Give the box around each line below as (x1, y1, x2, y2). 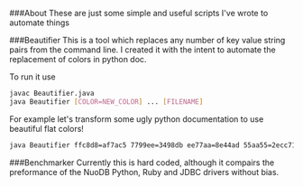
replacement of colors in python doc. (9, 54, 147, 64)
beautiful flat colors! (9, 123, 84, 134)
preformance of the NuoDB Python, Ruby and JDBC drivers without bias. (9, 166, 280, 177)
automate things (9, 17, 70, 28)
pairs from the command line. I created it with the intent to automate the (9, 44, 277, 55)
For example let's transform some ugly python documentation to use (9, 113, 264, 125)
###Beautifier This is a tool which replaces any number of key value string (9, 35, 286, 45)
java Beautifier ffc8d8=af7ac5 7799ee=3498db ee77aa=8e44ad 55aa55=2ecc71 (9, 140, 297, 150)
